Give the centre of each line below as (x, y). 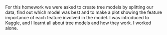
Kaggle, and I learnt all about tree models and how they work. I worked (78, 23)
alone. (12, 28)
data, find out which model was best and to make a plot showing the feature (83, 12)
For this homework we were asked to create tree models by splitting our (79, 7)
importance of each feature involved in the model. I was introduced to (77, 17)
